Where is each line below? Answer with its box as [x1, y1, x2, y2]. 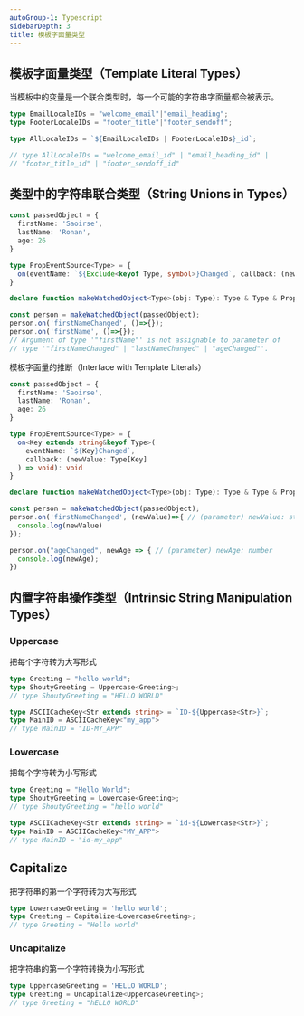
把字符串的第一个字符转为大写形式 [9, 886, 137, 897]
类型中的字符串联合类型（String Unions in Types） [9, 186, 295, 202]
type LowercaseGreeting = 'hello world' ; [9, 904, 168, 913]
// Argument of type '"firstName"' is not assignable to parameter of [9, 336, 281, 345]
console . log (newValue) [17, 521, 103, 530]
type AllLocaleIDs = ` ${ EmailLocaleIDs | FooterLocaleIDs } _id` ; [9, 134, 257, 143]
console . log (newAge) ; [17, 554, 100, 564]
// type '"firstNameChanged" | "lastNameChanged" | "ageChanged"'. [9, 344, 270, 353]
